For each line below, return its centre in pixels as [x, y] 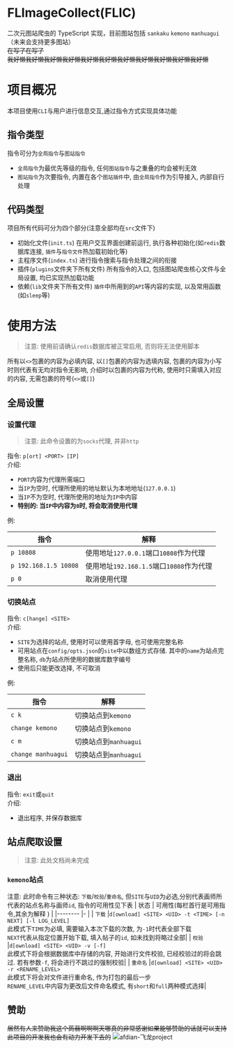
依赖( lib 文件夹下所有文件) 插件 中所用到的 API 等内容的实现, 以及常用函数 [119, 286]
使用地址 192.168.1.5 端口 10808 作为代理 [149, 566]
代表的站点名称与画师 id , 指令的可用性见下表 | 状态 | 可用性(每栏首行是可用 [113, 905]
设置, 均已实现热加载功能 [59, 277]
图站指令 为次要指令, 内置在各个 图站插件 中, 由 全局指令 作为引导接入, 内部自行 [121, 177]
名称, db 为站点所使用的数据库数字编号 [77, 660]
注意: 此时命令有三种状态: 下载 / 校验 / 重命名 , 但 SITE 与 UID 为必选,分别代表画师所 [115, 896]
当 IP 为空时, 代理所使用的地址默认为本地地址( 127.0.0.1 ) [96, 488]
